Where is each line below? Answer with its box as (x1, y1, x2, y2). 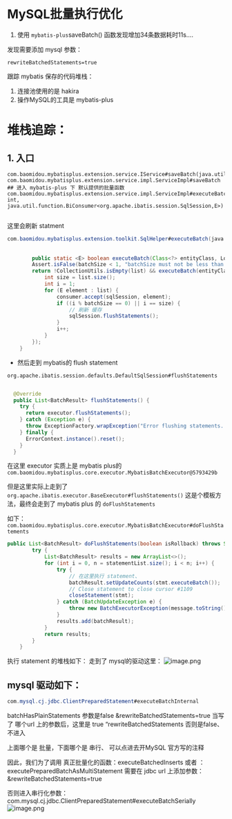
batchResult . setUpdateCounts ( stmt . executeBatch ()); (68, 579, 221, 586)
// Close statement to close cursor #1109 (68, 585, 193, 592)
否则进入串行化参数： (7, 789, 68, 797)
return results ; (43, 631, 91, 637)
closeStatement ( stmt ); (68, 592, 135, 599)
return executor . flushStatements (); (25, 409, 131, 416)
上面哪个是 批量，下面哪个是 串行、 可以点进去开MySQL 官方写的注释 (7, 743, 204, 752)
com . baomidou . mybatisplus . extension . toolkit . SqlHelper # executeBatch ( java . (7, 235, 227, 243)
